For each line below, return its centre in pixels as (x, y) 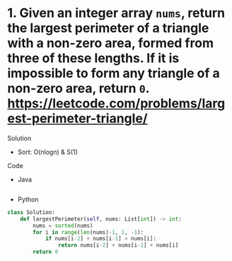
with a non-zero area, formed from (111, 43)
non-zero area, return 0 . (79, 88)
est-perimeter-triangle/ (77, 119)
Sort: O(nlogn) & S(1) (47, 152)
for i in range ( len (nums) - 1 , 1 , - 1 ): (88, 232)
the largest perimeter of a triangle (108, 28)
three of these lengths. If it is (93, 59)
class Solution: (31, 212)
